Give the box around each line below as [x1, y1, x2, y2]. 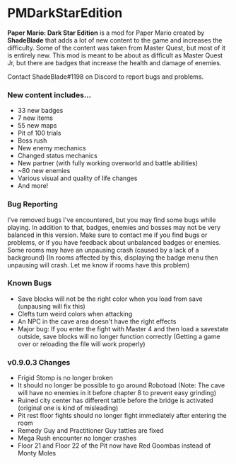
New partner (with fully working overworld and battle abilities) [17, 159, 199, 167]
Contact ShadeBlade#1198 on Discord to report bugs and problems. [7, 72, 204, 81]
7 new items [17, 114, 53, 122]
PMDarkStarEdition [7, 5, 123, 21]
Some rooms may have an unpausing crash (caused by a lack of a [7, 245, 199, 254]
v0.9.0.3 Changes [7, 357, 71, 367]
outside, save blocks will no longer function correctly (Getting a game [17, 332, 220, 341]
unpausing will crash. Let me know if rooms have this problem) [7, 260, 190, 269]
